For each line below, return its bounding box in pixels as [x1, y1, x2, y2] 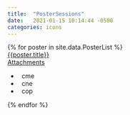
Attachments [7, 58, 45, 67]
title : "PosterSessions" [7, 10, 84, 18]
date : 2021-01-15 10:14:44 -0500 [7, 17, 114, 24]
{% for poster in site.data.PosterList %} [7, 43, 123, 52]
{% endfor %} [7, 101, 49, 109]
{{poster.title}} [7, 50, 50, 59]
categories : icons [7, 23, 62, 31]
